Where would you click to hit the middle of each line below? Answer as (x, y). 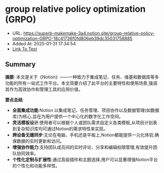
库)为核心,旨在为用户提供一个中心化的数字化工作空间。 (67, 116)
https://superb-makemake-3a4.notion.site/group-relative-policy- (89, 33)
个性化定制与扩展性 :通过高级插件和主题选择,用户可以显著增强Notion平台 (85, 159)
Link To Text (25, 49)
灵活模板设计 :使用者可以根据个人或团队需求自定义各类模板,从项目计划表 (85, 122)
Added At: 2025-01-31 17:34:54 (44, 43)
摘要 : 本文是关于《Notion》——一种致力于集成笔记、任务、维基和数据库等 (80, 77)
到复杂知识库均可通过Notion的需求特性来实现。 (60, 129)
